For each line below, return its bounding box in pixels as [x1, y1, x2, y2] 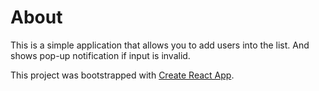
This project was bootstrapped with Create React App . [10, 69, 235, 81]
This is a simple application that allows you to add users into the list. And [10, 39, 310, 51]
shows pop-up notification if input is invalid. [10, 49, 191, 61]
